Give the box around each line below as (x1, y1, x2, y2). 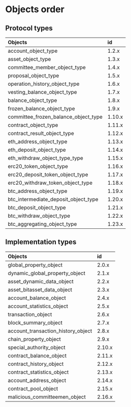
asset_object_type (8, 56, 51, 62)
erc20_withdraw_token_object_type (8, 179, 93, 186)
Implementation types (5, 238, 77, 247)
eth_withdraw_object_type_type (8, 155, 84, 161)
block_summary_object (8, 319, 62, 326)
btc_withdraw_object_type (8, 212, 71, 219)
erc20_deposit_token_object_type (8, 171, 88, 178)
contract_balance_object (8, 352, 67, 359)
